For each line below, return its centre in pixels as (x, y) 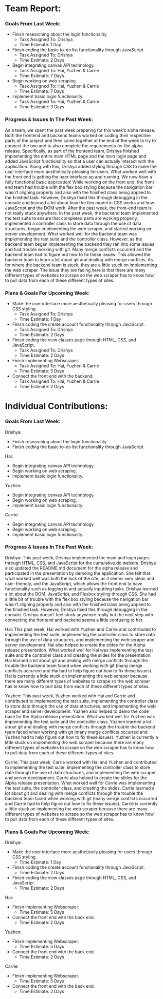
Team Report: (33, 9)
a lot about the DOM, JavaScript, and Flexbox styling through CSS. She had (81, 594)
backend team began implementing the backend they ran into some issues (80, 244)
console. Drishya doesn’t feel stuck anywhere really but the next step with (79, 614)
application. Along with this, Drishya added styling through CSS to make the (81, 166)
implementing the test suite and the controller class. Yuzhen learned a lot (78, 722)
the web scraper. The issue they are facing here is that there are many (75, 270)
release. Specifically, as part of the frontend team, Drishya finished (72, 151)
